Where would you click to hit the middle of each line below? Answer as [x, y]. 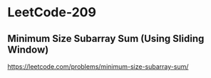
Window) [28, 49]
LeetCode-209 [52, 12]
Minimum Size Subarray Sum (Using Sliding [106, 39]
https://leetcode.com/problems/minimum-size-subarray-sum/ [98, 67]
